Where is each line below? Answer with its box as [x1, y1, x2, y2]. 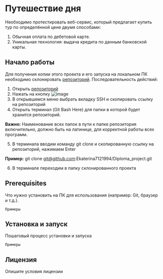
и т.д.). [5, 197, 18, 203]
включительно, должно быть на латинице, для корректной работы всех [5, 126, 155, 132]
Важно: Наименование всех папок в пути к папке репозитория [5, 121, 137, 127]
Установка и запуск [5, 220, 68, 228]
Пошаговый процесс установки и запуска [5, 233, 92, 239]
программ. [5, 131, 28, 137]
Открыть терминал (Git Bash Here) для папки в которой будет [12, 106, 140, 112]
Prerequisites [5, 179, 47, 188]
